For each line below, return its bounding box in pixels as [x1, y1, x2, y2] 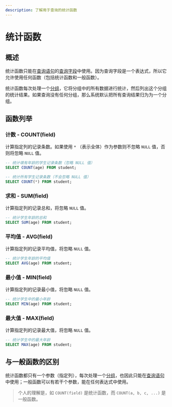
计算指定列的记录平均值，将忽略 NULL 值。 [5, 246, 94, 252]
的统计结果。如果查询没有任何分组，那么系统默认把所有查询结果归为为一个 [5, 91, 162, 98]
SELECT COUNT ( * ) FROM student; [5, 179, 72, 184]
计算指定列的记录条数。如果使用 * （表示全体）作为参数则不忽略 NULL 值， [5, 144, 161, 150]
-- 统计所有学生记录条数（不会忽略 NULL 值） [5, 175, 91, 180]
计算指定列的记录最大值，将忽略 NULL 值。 [5, 327, 94, 334]
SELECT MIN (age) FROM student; [5, 301, 72, 307]
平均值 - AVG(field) [5, 233, 53, 240]
